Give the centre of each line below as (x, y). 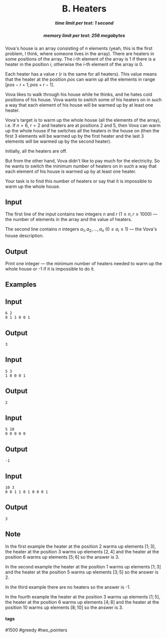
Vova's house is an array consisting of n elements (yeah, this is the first (79, 48)
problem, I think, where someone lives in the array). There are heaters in (80, 54)
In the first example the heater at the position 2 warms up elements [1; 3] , (81, 546)
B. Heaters (84, 9)
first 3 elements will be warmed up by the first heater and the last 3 (74, 136)
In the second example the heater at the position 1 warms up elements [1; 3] (83, 566)
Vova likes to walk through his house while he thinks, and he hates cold (79, 94)
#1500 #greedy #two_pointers (36, 630)
